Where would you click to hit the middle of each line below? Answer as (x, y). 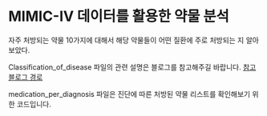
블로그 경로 (26, 77)
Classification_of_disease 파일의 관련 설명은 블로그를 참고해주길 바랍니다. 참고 (132, 67)
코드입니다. (34, 104)
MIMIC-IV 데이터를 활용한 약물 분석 (119, 16)
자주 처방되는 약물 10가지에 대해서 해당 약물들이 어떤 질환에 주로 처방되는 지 (126, 40)
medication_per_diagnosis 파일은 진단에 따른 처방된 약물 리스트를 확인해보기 (129, 94)
